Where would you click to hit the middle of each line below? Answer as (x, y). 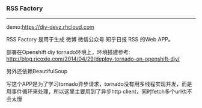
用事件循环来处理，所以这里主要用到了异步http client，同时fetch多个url (94, 92)
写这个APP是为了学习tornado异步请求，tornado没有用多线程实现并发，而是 (99, 84)
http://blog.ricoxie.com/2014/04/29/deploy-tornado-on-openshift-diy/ (93, 59)
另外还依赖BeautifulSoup (37, 71)
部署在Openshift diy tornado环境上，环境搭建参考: (68, 52)
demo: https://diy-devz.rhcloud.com (50, 27)
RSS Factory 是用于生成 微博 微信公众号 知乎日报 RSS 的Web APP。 (90, 40)
